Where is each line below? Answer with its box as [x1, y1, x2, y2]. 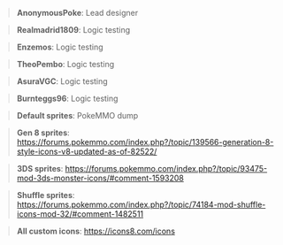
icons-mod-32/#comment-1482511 [16, 209, 144, 219]
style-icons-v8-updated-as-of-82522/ [16, 146, 157, 157]
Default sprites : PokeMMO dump [16, 111, 139, 120]
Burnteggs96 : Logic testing [16, 93, 119, 103]
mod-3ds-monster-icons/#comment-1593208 [16, 172, 185, 183]
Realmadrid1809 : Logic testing [16, 25, 131, 34]
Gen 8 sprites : [16, 127, 70, 138]
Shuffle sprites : [16, 190, 75, 200]
